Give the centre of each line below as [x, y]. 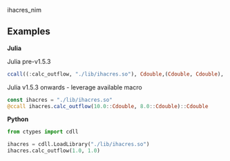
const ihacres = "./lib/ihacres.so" [60, 100]
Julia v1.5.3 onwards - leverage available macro [75, 87]
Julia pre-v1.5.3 [29, 61]
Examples [29, 31]
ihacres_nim [24, 10]
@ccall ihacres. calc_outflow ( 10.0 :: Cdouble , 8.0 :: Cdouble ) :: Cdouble [108, 106]
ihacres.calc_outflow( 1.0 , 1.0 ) [54, 151]
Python [18, 119]
